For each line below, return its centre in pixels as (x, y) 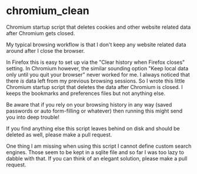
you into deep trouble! (33, 117)
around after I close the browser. (46, 50)
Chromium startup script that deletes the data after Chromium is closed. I (95, 87)
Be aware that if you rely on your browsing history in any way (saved (89, 104)
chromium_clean (48, 11)
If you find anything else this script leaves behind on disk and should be (93, 128)
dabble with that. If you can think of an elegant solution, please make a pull (97, 158)
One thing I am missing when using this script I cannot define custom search (99, 146)
